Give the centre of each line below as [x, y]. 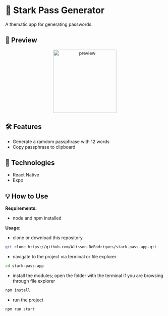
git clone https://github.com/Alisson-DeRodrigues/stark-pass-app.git [81, 247]
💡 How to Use [27, 196]
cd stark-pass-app [24, 266]
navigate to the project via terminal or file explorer [65, 257]
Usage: [13, 228]
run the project [28, 300]
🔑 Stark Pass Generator [55, 10]
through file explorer [34, 281]
